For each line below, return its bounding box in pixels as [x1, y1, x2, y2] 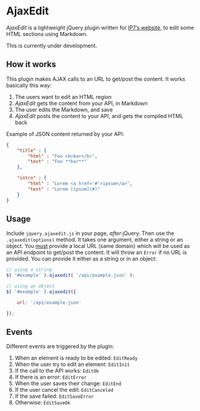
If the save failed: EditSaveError [14, 392, 94, 400]
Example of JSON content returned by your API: [6, 130, 125, 137]
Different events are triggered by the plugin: [6, 343, 114, 350]
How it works [6, 59, 56, 69]
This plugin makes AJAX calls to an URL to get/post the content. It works [6, 75, 186, 82]
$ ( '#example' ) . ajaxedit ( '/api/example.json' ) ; [6, 273, 135, 279]
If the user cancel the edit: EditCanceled [14, 386, 114, 394]
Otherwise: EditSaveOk [14, 399, 71, 406]
